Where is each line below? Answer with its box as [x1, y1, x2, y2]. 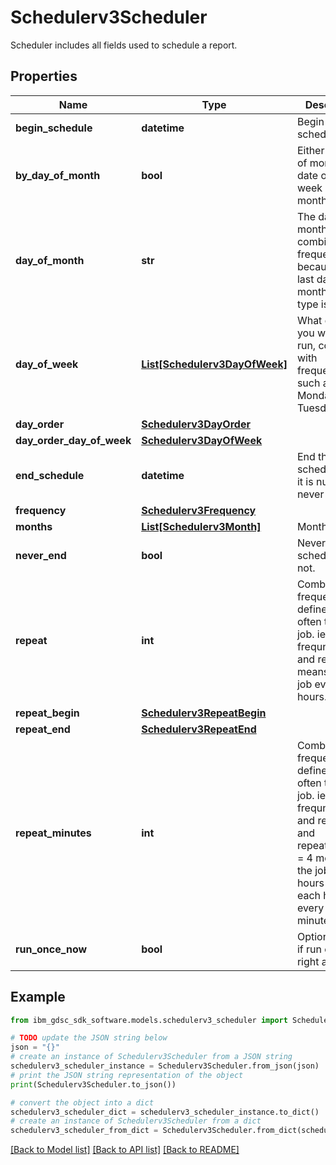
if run [296, 942, 322, 956]
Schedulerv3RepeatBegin [141, 706, 267, 720]
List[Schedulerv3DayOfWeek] [141, 357, 288, 371]
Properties [10, 68, 78, 85]
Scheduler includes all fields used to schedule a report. [10, 39, 238, 51]
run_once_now [15, 942, 88, 956]
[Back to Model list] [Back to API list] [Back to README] [10, 1144, 240, 1156]
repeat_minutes [15, 826, 92, 840]
